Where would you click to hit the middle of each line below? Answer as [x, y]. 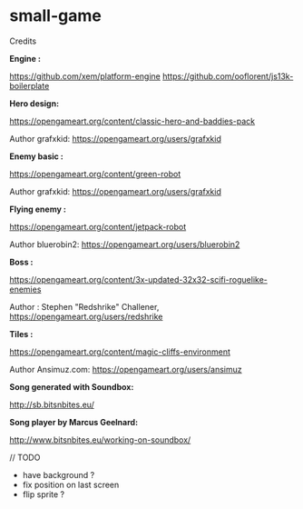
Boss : [21, 262]
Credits [23, 41]
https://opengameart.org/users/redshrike [86, 316]
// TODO [25, 457]
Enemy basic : [36, 156]
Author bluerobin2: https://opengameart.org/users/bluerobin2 [125, 244]
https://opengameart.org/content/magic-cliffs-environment [120, 352]
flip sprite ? [44, 494]
